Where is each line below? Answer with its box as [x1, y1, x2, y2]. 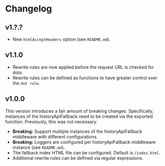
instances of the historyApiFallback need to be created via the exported [5, 113, 153, 119]
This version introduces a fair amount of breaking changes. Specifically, [5, 108, 154, 114]
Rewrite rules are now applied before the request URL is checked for [12, 64, 154, 70]
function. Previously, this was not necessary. [5, 118, 98, 124]
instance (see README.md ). [12, 144, 65, 150]
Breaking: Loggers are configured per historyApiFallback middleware [12, 139, 156, 145]
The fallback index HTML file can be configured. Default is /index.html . [12, 149, 160, 155]
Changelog [5, 3, 52, 15]
